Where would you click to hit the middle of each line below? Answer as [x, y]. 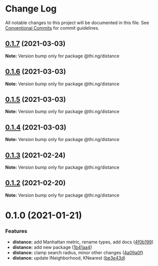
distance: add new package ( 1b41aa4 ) [52, 247]
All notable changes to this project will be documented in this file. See [77, 23]
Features [16, 231]
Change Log [31, 9]
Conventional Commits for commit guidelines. [52, 28]
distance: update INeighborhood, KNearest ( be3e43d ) [69, 258]
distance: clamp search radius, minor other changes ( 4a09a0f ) [78, 253]
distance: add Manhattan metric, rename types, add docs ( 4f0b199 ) [83, 242]
